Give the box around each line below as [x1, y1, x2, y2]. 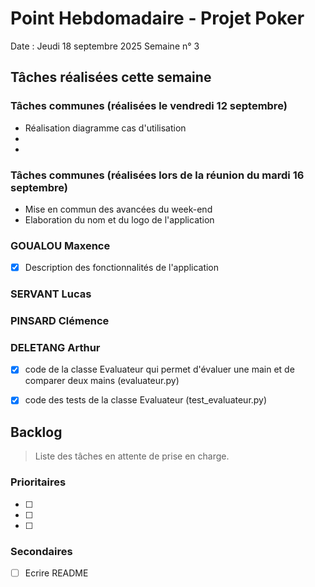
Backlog [10, 423, 63, 441]
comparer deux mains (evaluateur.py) [24, 375, 180, 387]
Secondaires [10, 544, 73, 558]
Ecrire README [24, 567, 89, 579]
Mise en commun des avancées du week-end [24, 203, 213, 215]
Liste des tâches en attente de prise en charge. [34, 450, 230, 462]
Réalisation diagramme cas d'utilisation [24, 122, 187, 134]
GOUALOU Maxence [10, 238, 111, 252]
